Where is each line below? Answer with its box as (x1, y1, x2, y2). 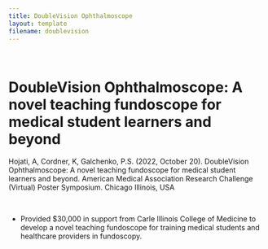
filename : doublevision (8, 27, 90, 35)
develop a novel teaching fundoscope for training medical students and (20, 223, 261, 233)
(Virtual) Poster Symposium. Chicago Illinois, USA (8, 182, 175, 192)
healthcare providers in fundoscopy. (20, 231, 143, 241)
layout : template (8, 20, 68, 28)
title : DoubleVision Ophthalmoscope (8, 11, 133, 20)
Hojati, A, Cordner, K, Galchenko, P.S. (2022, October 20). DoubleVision (8, 156, 249, 167)
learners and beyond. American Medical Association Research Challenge (8, 174, 253, 184)
